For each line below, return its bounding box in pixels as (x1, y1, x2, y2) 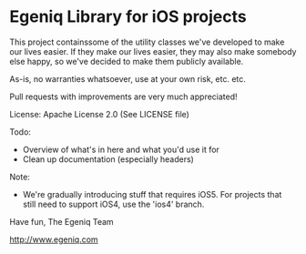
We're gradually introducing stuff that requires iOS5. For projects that (22, 188, 282, 199)
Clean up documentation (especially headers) (22, 153, 194, 165)
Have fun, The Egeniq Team (9, 216, 114, 227)
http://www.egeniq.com (9, 234, 98, 245)
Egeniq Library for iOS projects (9, 6, 248, 27)
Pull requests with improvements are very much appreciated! (9, 91, 239, 102)
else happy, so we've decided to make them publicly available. (9, 56, 244, 66)
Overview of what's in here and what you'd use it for (22, 144, 220, 155)
